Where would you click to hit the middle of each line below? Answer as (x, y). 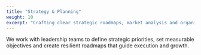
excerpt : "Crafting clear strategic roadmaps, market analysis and (92, 22)
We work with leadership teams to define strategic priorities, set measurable (100, 40)
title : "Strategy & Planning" (44, 12)
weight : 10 (20, 17)
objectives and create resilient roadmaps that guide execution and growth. (98, 46)
